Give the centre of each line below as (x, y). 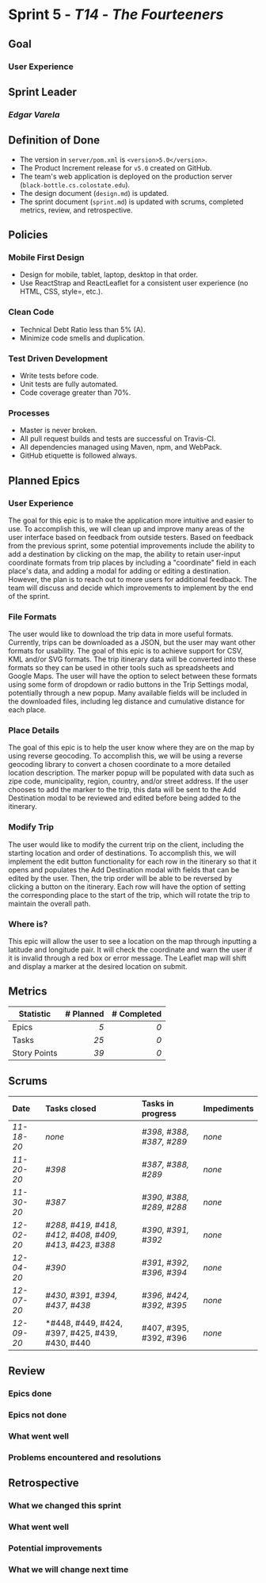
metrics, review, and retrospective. (76, 210)
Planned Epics (44, 480)
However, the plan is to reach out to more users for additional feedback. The (133, 579)
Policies (28, 235)
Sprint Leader (43, 92)
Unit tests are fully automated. (69, 384)
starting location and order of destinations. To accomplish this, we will (122, 853)
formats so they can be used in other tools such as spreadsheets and (121, 668)
